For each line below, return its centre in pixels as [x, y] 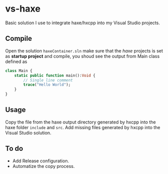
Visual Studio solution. [28, 133]
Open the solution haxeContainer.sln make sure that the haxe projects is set [84, 50]
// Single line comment [48, 80]
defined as [16, 62]
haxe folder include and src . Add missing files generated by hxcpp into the [83, 127]
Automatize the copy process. [44, 166]
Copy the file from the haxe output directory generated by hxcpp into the [80, 122]
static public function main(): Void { [55, 75]
